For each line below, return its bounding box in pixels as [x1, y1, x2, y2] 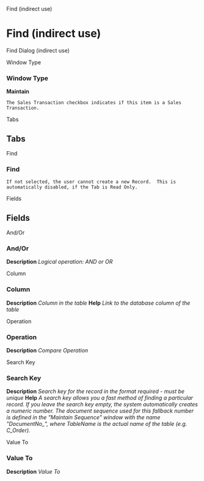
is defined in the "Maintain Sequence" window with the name [6, 414, 161, 421]
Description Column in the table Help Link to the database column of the [6, 299, 191, 307]
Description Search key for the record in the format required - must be [6, 388, 185, 395]
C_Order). [6, 427, 31, 434]
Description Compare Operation [6, 347, 89, 354]
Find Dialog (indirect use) [6, 47, 70, 54]
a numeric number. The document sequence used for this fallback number [6, 407, 194, 415]
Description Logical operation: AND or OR [6, 258, 113, 266]
